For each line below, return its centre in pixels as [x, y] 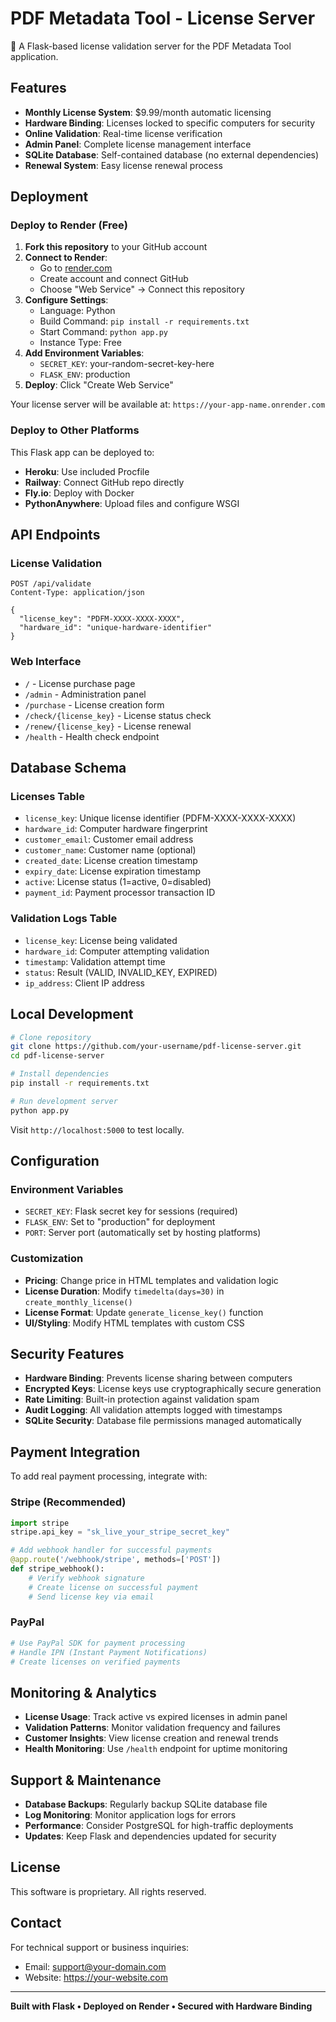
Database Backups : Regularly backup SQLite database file [146, 1804]
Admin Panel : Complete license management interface [138, 144]
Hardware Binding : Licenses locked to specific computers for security [170, 123]
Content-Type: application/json [77, 593]
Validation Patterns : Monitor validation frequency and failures [152, 1728]
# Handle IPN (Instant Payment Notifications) [109, 1652]
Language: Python [77, 311]
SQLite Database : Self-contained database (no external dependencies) [172, 154]
